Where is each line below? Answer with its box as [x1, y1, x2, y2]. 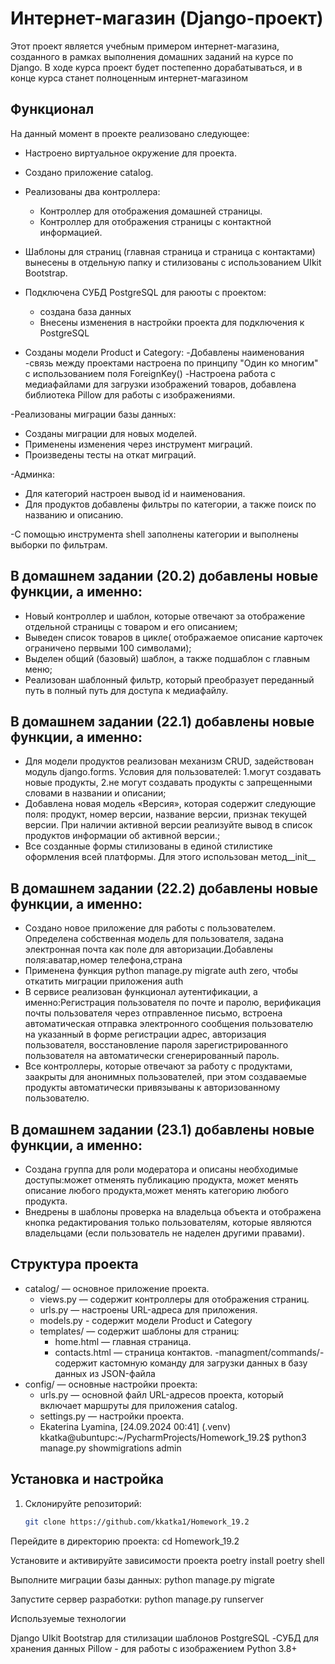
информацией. [39, 226, 103, 238]
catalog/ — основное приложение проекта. [24, 1282, 210, 1294]
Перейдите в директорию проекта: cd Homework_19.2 [10, 1535, 240, 1547]
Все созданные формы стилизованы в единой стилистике [24, 840, 273, 852]
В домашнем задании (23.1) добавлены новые [10, 1121, 315, 1138]
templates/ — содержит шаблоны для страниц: [39, 1325, 240, 1337]
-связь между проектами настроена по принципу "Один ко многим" [24, 357, 319, 369]
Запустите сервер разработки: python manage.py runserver [10, 1593, 265, 1605]
